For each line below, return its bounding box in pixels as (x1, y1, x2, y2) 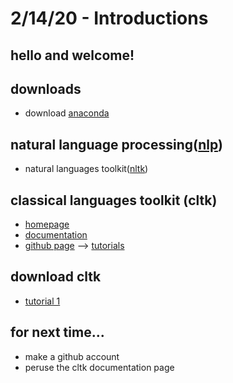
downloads (10, 80, 82, 97)
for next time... (10, 324, 105, 341)
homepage (24, 218, 70, 231)
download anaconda (24, 107, 110, 119)
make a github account (24, 350, 120, 362)
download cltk (10, 268, 102, 286)
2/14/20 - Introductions (10, 7, 209, 30)
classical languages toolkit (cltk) (10, 192, 218, 209)
